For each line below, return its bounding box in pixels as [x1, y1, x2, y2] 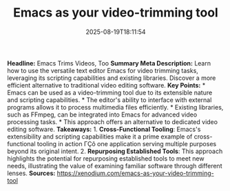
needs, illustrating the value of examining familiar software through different [7, 161, 222, 170]
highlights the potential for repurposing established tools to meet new [7, 154, 205, 163]
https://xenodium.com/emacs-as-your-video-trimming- [56, 169, 215, 177]
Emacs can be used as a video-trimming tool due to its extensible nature [7, 88, 213, 97]
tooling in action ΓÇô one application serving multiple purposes [36, 139, 217, 148]
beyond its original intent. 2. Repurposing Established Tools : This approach [7, 147, 223, 155]
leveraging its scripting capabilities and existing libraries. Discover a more [7, 74, 216, 82]
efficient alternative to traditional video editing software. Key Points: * [7, 81, 206, 89]
